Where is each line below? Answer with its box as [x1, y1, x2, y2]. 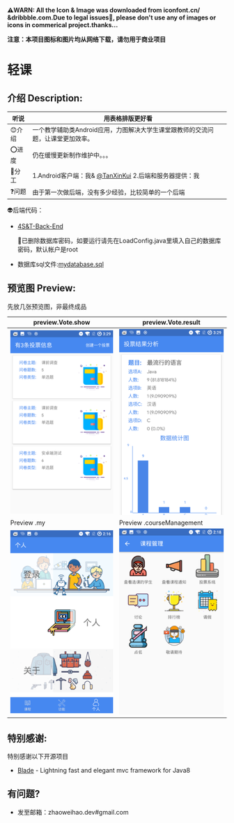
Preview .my [10, 518, 45, 527]
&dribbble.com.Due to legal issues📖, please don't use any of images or [7, 13, 217, 22]
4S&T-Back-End [17, 222, 64, 230]
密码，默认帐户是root [17, 245, 79, 254]
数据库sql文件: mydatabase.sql [17, 260, 104, 268]
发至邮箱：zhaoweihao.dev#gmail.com [17, 808, 129, 816]
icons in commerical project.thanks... [7, 21, 118, 29]
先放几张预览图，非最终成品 [7, 302, 87, 310]
